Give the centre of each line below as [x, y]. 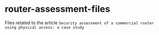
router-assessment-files [57, 9]
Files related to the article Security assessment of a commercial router [79, 23]
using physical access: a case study [45, 27]
